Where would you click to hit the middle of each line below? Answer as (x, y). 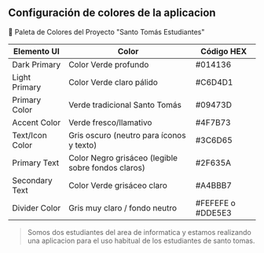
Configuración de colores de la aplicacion (112, 13)
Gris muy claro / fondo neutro (123, 207)
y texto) (82, 145)
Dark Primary (37, 64)
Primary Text (36, 163)
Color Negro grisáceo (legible (123, 158)
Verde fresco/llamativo (110, 123)
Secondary (32, 180)
